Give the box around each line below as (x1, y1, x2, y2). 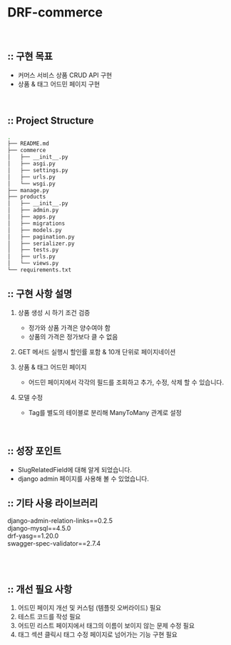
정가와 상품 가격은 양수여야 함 (28, 323, 111, 332)
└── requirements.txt (7, 266, 72, 274)
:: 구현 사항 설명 (7, 288, 73, 300)
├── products (7, 194, 46, 201)
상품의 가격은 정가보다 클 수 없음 (28, 332, 118, 341)
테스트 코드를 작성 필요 (17, 612, 81, 621)
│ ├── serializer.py (7, 240, 75, 247)
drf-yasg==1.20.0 (7, 531, 59, 540)
